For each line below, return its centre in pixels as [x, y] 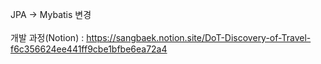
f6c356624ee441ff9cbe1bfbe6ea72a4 [89, 49]
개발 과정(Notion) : [47, 37]
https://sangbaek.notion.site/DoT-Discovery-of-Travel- [199, 37]
